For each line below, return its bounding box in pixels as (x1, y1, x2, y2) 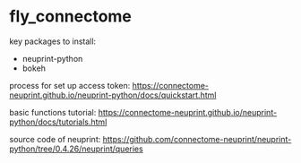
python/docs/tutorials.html (9, 116, 107, 127)
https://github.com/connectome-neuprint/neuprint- (102, 133, 292, 144)
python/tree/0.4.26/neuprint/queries (9, 143, 143, 154)
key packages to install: (9, 36, 97, 47)
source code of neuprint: (9, 133, 101, 144)
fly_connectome (9, 6, 133, 27)
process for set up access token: (9, 80, 131, 90)
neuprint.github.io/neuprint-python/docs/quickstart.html (9, 90, 217, 100)
